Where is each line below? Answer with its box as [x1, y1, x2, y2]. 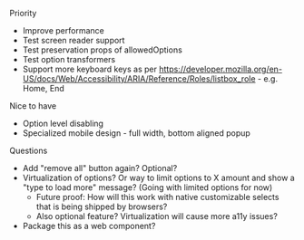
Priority [9, 8, 37, 18]
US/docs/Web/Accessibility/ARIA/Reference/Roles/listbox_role [22, 73, 256, 84]
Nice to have [9, 101, 57, 111]
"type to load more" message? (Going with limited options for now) [22, 182, 273, 193]
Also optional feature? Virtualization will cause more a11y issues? [35, 211, 279, 221]
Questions [9, 145, 48, 156]
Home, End [22, 83, 65, 93]
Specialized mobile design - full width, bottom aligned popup [22, 128, 251, 139]
